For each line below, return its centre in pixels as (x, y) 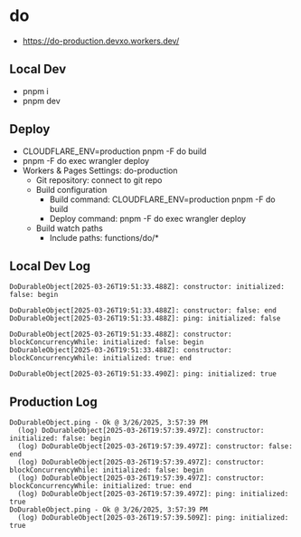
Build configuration (71, 189)
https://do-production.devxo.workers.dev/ (101, 41)
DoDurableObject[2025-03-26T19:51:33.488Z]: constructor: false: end (143, 311)
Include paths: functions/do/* (104, 237)
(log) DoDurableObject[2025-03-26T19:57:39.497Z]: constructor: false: (155, 446)
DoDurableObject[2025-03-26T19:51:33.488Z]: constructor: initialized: (147, 287)
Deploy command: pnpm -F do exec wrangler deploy (148, 218)
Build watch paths (70, 228)
